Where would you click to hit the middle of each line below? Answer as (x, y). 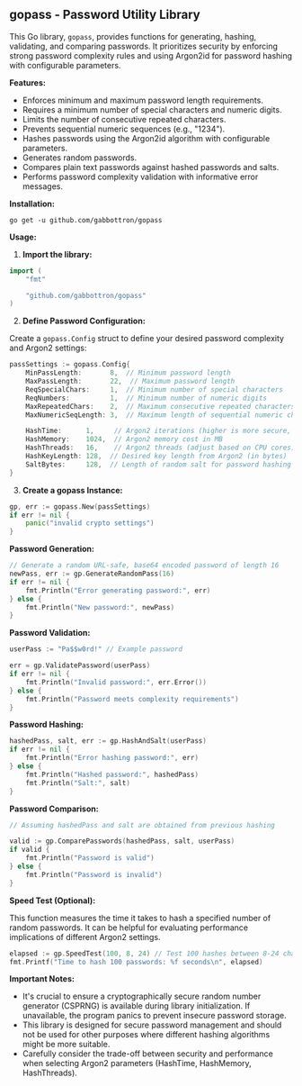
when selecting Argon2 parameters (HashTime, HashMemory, (137, 1063)
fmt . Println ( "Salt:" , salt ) (78, 783)
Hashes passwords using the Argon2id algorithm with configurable (146, 138)
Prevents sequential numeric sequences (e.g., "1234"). (124, 129)
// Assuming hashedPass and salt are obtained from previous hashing (142, 825)
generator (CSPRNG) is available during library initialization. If (136, 1006)
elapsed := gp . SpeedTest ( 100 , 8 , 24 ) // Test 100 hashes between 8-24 (144, 954)
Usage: (23, 237)
